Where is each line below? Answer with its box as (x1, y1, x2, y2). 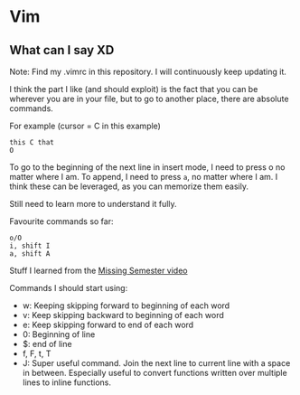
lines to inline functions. (22, 377, 111, 388)
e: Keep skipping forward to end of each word (22, 319, 194, 330)
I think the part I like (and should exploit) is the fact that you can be (9, 84, 258, 94)
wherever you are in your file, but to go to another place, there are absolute (9, 93, 289, 104)
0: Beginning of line (22, 329, 96, 340)
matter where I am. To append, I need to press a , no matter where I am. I (9, 172, 278, 182)
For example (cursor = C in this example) (9, 120, 161, 131)
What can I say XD (9, 42, 115, 58)
